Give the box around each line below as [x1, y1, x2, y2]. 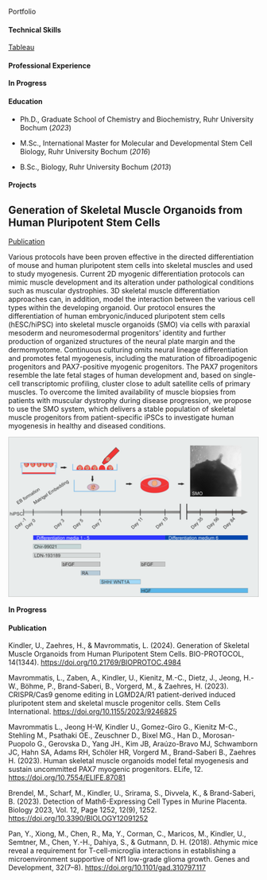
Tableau [8, 43, 35, 52]
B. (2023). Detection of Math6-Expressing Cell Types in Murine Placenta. [8, 797, 248, 806]
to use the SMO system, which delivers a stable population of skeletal [8, 405, 236, 414]
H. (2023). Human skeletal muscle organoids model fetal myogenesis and [8, 756, 249, 766]
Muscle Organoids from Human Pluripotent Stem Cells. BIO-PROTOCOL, [8, 649, 245, 659]
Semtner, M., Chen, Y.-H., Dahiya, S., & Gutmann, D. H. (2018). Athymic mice [8, 838, 258, 847]
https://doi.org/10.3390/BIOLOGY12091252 [8, 814, 149, 824]
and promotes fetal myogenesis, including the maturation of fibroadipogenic [8, 354, 257, 363]
